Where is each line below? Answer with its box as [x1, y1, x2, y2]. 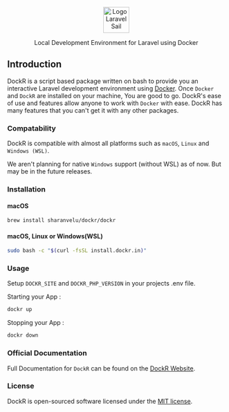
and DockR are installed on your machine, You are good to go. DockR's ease [7, 91, 221, 100]
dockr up [7, 306, 33, 313]
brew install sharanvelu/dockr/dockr [7, 217, 116, 224]
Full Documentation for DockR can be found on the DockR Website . [7, 364, 196, 373]
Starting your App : [7, 292, 61, 301]
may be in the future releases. [7, 167, 93, 176]
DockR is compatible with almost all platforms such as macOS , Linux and [7, 139, 210, 148]
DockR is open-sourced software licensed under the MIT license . [7, 397, 193, 405]
